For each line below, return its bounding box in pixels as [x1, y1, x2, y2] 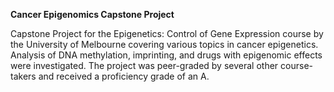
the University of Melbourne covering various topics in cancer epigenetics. [10, 39, 319, 50]
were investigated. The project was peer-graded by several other [10, 60, 279, 71]
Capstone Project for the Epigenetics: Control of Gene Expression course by [10, 28, 324, 39]
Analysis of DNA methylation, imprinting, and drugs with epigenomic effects [10, 49, 323, 61]
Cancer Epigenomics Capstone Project [10, 9, 175, 20]
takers [10, 70, 37, 82]
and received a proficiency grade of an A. [38, 70, 210, 82]
